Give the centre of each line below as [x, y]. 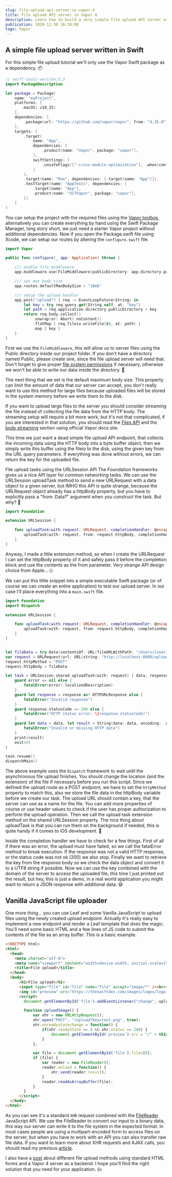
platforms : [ [28, 103]
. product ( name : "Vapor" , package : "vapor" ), [90, 151]
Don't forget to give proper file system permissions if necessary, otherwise [84, 364]
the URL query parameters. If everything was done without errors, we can [83, 454]
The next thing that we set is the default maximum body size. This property [84, 379]
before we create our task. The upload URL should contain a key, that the [82, 798]
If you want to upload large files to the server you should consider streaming [86, 406]
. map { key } [46, 329]
